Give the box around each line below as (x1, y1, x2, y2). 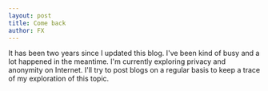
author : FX (8, 26, 45, 34)
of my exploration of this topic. (8, 73, 110, 84)
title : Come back (8, 19, 66, 27)
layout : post (8, 11, 52, 20)
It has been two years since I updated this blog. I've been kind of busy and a (8, 49, 260, 58)
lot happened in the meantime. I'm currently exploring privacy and (8, 57, 226, 66)
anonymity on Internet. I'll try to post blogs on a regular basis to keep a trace (8, 65, 261, 75)
